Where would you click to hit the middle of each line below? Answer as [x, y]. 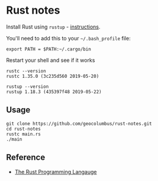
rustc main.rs [24, 134]
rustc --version [26, 71]
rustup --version [28, 87]
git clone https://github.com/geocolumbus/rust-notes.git [79, 123]
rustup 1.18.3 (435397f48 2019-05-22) [54, 92]
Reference [26, 158]
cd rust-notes [24, 129]
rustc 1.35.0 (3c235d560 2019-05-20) [53, 76]
